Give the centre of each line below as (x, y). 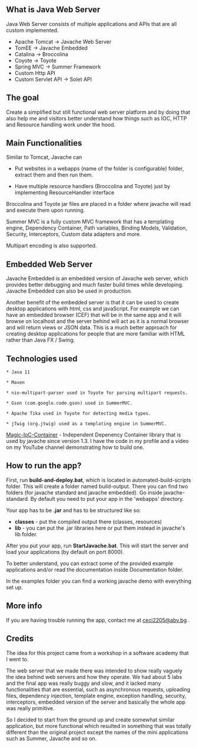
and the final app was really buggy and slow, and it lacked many (84, 683)
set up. (14, 587)
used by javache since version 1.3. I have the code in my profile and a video (98, 441)
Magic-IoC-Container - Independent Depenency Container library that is (94, 435)
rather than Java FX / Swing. (41, 340)
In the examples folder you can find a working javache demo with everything (99, 581)
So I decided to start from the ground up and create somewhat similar (91, 720)
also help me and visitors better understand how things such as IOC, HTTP (96, 118)
